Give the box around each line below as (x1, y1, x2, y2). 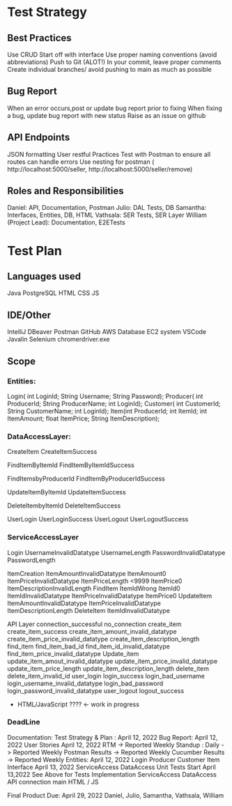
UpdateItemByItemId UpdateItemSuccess (7, 488, 127, 496)
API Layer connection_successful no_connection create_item (7, 620, 182, 628)
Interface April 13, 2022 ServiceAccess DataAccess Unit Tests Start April (7, 763, 216, 771)
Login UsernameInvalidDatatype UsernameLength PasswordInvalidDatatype (7, 548, 226, 556)
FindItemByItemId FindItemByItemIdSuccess (7, 461, 134, 469)
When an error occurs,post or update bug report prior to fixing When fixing (7, 104, 223, 112)
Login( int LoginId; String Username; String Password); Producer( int (7, 392, 203, 400)
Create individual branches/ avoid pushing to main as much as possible (7, 66, 212, 73)
